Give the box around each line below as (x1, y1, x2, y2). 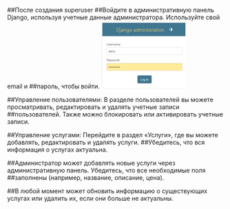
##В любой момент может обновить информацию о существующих (7, 187, 208, 195)
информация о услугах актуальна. (7, 146, 108, 154)
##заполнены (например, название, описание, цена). (7, 174, 165, 181)
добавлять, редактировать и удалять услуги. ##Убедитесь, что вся (7, 138, 205, 146)
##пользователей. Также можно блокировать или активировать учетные (7, 110, 224, 118)
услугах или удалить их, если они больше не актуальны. (7, 195, 174, 202)
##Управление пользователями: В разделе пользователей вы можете (7, 96, 213, 103)
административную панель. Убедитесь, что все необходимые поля (7, 166, 206, 175)
